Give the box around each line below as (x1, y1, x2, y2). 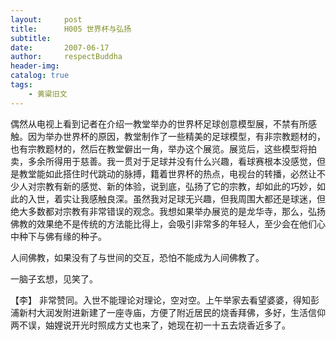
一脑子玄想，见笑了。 (10, 272, 98, 285)
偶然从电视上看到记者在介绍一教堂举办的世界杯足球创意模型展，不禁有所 (10, 117, 308, 130)
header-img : (10, 61, 60, 71)
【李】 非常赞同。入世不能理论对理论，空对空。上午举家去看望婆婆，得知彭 (10, 294, 320, 306)
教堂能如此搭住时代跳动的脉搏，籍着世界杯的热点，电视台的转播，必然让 (18, 167, 317, 180)
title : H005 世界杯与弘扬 (10, 24, 132, 34)
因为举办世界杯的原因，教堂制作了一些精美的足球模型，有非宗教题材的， (27, 130, 326, 142)
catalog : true (10, 71, 70, 81)
